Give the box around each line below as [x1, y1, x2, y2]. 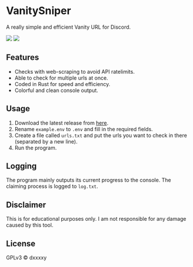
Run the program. [14, 144, 57, 151]
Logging [6, 161, 37, 171]
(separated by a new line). [14, 138, 78, 145]
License [6, 238, 36, 248]
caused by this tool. [6, 221, 54, 229]
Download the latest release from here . [14, 119, 109, 126]
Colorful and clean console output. [14, 87, 98, 94]
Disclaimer [6, 200, 46, 210]
